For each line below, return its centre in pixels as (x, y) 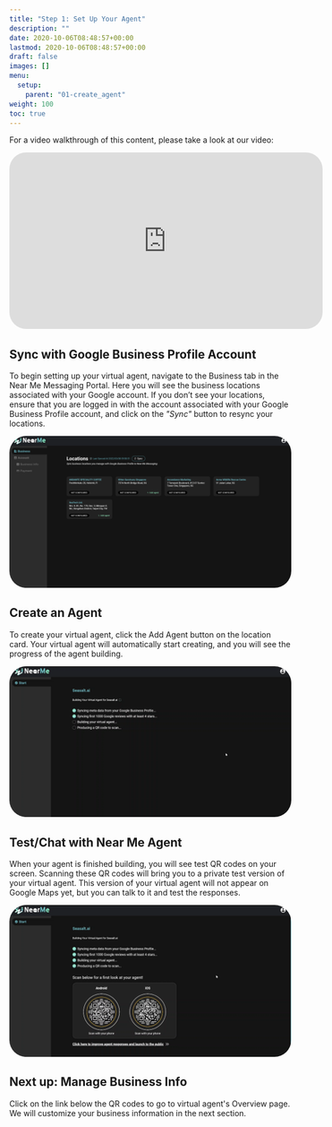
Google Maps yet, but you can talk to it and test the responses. (125, 893)
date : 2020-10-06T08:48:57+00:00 (72, 38)
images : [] (30, 66)
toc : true (28, 113)
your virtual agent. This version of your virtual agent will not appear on (139, 883)
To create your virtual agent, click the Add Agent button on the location (140, 634)
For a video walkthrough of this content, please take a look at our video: (142, 140)
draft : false (34, 57)
